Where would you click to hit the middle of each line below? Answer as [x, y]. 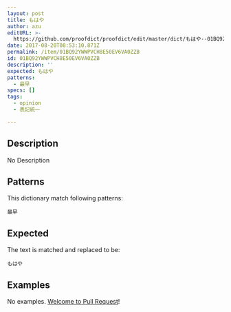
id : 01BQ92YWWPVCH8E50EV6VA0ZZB [53, 59]
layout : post [26, 13]
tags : [15, 97]
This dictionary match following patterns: [65, 198]
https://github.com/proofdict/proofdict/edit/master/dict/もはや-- [110, 39]
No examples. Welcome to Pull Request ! [64, 301]
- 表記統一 [27, 110]
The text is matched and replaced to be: [64, 250]
